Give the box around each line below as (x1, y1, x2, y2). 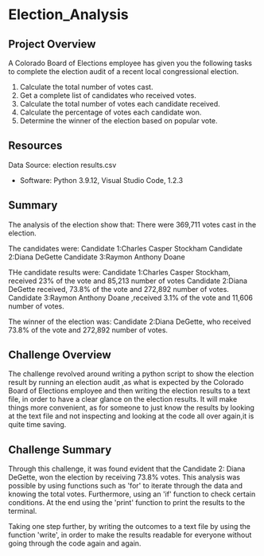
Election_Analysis (8, 6, 129, 24)
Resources (8, 139, 63, 153)
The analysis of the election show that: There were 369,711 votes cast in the (8, 220, 257, 229)
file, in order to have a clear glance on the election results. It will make (8, 395, 238, 404)
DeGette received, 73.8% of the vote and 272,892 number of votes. (8, 284, 229, 294)
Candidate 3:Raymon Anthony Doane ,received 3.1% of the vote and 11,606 (8, 293, 253, 302)
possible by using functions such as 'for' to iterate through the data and (8, 481, 243, 491)
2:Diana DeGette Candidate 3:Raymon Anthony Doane (8, 252, 185, 262)
